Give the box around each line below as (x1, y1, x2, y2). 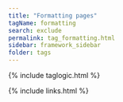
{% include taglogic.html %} (8, 71, 101, 80)
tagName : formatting (8, 19, 77, 27)
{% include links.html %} (8, 86, 89, 96)
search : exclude (8, 26, 62, 34)
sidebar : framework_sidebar (8, 41, 102, 49)
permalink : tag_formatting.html (8, 33, 115, 42)
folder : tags (8, 49, 52, 57)
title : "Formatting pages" (8, 11, 98, 20)
